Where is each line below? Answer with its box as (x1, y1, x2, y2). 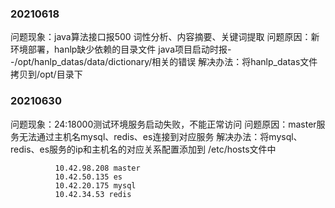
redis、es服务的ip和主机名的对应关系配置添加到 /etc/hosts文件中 (10, 143, 277, 155)
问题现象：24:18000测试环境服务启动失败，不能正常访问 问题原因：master (10, 118, 317, 130)
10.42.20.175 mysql (54, 180, 137, 191)
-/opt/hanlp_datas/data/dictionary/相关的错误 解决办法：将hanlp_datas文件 (10, 56, 318, 68)
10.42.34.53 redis (54, 189, 132, 199)
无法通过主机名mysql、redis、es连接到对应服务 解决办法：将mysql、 (18, 130, 303, 142)
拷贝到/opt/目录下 (10, 68, 83, 81)
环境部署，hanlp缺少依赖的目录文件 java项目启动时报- (10, 43, 232, 56)
